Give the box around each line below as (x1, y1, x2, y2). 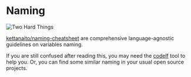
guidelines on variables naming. (6, 41, 83, 48)
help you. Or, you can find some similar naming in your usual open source (6, 58, 184, 65)
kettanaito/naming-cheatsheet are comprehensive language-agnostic (6, 34, 175, 41)
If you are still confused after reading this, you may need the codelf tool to (6, 52, 186, 59)
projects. (6, 64, 28, 71)
